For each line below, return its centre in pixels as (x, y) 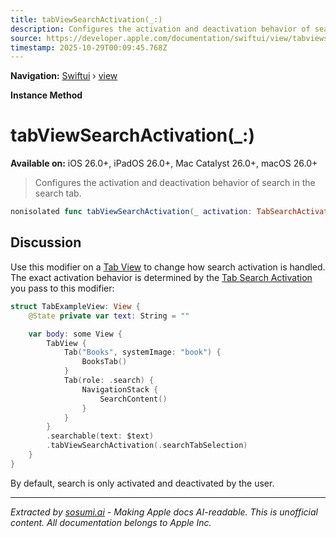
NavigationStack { (120, 389)
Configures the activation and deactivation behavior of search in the (175, 183)
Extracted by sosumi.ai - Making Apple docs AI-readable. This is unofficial (164, 512)
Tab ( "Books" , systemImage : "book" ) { (142, 352)
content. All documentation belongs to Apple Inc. (111, 522)
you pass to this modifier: (62, 288)
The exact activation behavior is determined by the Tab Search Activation (161, 277)
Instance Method (46, 95)
